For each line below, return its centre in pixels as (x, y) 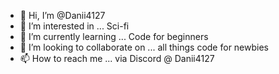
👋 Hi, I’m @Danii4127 (62, 15)
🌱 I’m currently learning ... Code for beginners (114, 36)
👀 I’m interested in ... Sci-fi (74, 26)
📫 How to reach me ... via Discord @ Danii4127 (117, 58)
